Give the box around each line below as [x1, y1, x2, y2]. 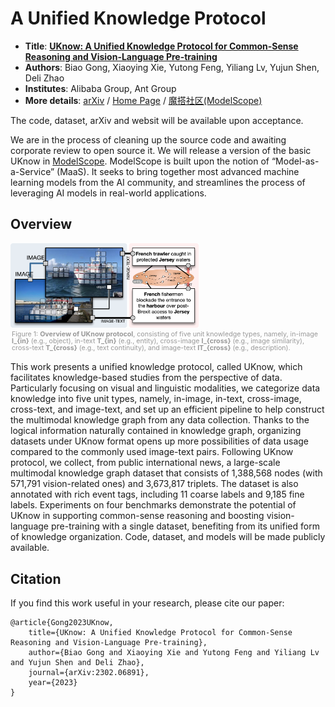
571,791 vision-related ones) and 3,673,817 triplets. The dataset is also [10, 478, 299, 490]
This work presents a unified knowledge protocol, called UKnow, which [10, 361, 303, 373]
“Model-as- [271, 155, 320, 167]
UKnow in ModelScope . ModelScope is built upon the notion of [10, 155, 270, 167]
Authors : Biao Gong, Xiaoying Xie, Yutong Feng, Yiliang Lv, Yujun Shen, [24, 61, 320, 73]
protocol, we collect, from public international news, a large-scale [10, 457, 281, 469]
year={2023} [28, 678, 78, 688]
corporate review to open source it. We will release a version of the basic [10, 144, 312, 156]
